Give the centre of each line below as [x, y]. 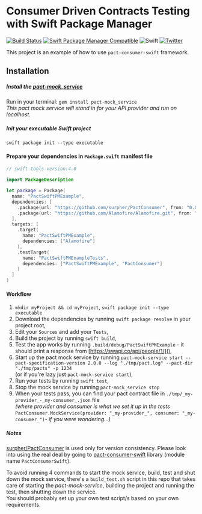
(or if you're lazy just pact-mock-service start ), [74, 374]
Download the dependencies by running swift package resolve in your [103, 319]
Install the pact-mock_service [44, 86]
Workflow [19, 294]
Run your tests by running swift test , [62, 381]
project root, [30, 325]
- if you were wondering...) [78, 419]
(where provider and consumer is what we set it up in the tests [92, 406]
